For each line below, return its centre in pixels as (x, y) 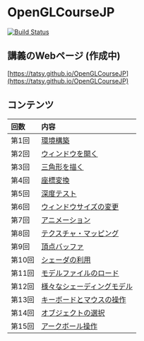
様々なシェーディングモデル (87, 286)
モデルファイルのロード (80, 273)
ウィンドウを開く (70, 154)
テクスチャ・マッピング (80, 233)
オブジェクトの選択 (73, 313)
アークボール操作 (69, 326)
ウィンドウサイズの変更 (80, 207)
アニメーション (66, 220)
